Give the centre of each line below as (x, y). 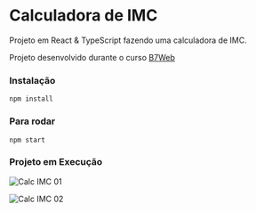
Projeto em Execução (56, 162)
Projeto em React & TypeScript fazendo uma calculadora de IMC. (128, 40)
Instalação (32, 80)
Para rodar (32, 121)
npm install (31, 99)
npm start (28, 140)
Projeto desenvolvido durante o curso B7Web (92, 57)
